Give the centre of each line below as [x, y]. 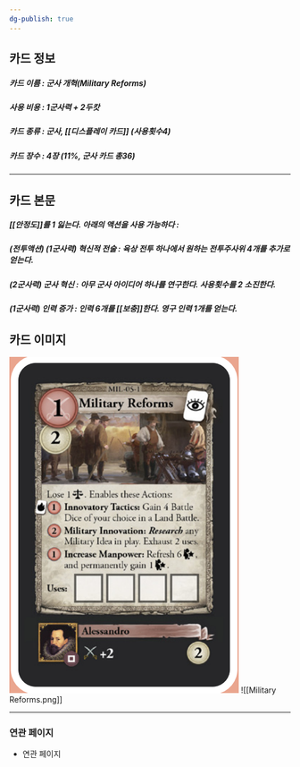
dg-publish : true [42, 19]
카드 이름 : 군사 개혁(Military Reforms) [78, 83]
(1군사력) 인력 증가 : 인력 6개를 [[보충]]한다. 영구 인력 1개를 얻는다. [124, 309]
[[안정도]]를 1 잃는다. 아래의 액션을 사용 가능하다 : [95, 225]
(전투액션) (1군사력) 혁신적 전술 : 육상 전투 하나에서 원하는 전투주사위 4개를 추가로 [150, 249]
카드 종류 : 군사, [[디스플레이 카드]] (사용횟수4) [90, 132]
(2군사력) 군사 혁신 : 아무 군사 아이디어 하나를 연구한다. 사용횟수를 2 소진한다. [143, 284]
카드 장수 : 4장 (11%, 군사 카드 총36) [72, 156]
